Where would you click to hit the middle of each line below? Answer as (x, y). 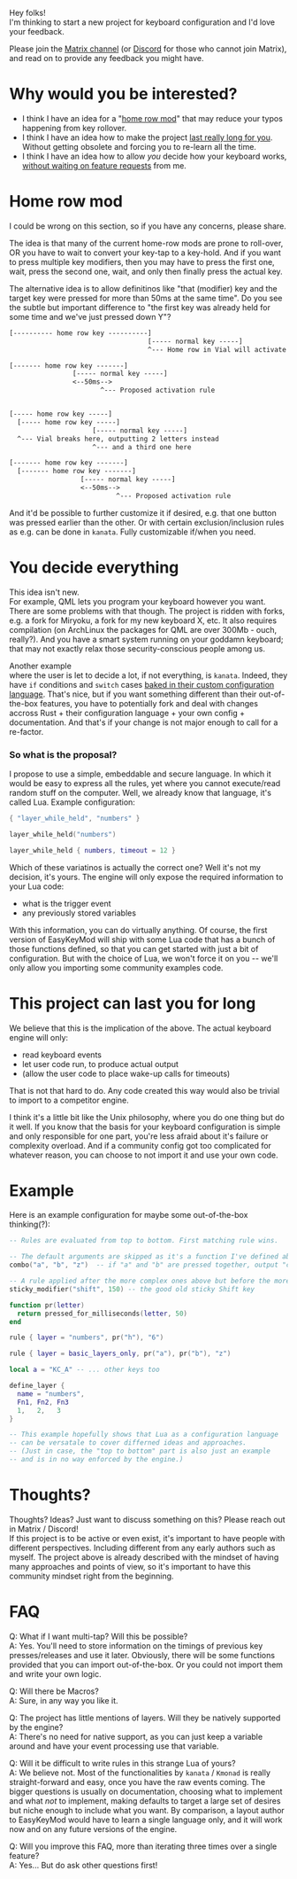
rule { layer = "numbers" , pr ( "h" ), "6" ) (87, 1337)
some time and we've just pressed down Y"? (90, 316)
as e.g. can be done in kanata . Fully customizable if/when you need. (133, 532)
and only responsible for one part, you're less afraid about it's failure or (139, 1136)
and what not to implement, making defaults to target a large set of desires (145, 1801)
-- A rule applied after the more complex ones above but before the (140, 1281)
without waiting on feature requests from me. (104, 165)
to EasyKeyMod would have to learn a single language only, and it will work (146, 1820)
